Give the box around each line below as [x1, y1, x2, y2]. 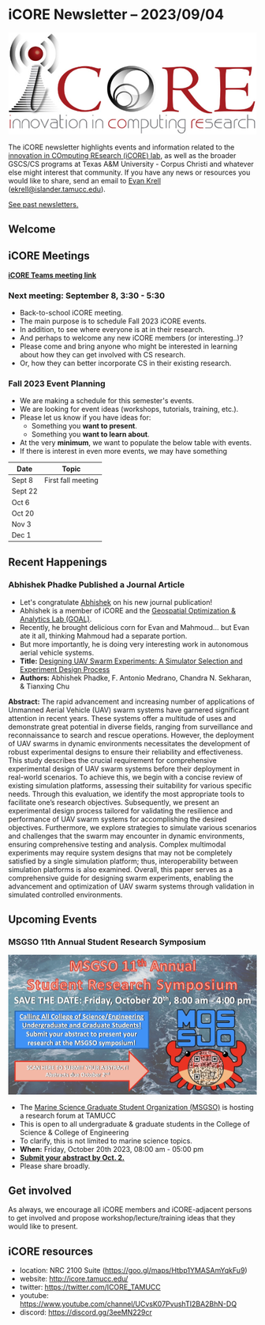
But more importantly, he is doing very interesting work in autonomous [19, 639, 248, 649]
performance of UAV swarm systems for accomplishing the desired [8, 814, 227, 824]
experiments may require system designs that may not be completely [8, 847, 233, 857]
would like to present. [8, 1221, 79, 1231]
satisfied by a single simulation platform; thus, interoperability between [8, 856, 238, 866]
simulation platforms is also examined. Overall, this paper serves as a [8, 864, 233, 874]
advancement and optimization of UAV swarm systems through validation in [8, 881, 255, 891]
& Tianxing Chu [19, 681, 69, 691]
